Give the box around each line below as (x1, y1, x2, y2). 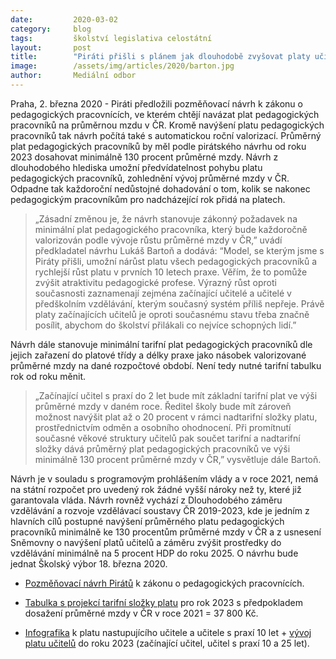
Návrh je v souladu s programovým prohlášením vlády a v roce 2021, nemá (10, 472, 319, 485)
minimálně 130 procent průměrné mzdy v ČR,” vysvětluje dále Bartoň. (34, 453, 322, 465)
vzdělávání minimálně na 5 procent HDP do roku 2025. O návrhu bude (10, 547, 299, 559)
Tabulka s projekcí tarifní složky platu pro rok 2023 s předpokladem (24, 596, 303, 608)
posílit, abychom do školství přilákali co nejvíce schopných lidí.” (34, 319, 297, 331)
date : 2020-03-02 (10, 14, 118, 25)
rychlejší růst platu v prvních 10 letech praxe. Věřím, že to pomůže (34, 266, 308, 278)
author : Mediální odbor (10, 71, 137, 81)
